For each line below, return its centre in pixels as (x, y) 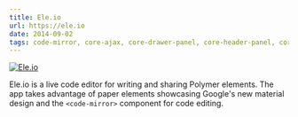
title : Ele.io (35, 17)
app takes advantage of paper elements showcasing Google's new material (147, 94)
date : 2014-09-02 (41, 34)
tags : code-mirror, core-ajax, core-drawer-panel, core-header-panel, (142, 42)
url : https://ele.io (47, 26)
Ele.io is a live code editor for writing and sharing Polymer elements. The (142, 84)
